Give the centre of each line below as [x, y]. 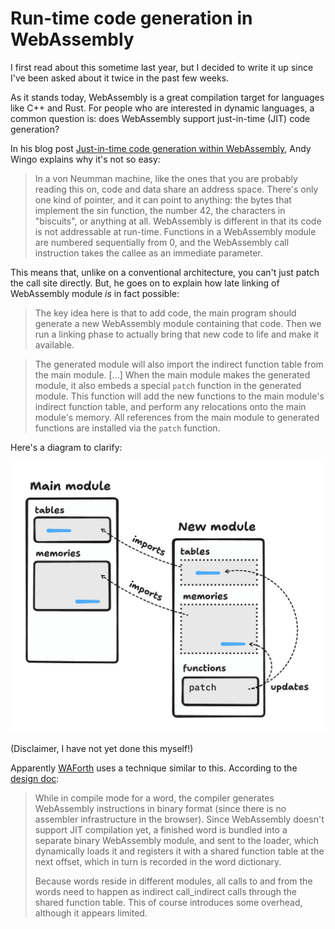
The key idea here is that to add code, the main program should [165, 313]
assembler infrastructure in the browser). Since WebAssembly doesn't [179, 819]
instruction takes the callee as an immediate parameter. [148, 253]
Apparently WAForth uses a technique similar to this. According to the [154, 768]
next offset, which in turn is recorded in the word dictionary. [158, 861]
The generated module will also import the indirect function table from [179, 364]
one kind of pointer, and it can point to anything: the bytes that [163, 199]
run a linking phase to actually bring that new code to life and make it [177, 334]
